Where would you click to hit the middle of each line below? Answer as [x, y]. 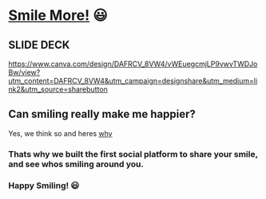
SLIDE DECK [39, 45]
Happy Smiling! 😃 [44, 185]
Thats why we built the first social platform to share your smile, [133, 154]
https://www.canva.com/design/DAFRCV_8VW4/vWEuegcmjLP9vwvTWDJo [133, 64]
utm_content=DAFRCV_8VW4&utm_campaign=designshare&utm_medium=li [133, 81]
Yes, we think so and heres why [61, 133]
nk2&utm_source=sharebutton [58, 89]
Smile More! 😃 [58, 16]
